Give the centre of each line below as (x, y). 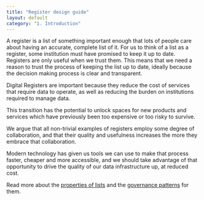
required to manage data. (38, 98)
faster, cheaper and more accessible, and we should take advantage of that (102, 160)
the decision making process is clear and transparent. (74, 74)
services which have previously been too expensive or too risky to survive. (101, 117)
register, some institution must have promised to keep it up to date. (91, 54)
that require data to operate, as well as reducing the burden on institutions (100, 92)
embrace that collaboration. (41, 142)
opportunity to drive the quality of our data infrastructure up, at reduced (97, 167)
